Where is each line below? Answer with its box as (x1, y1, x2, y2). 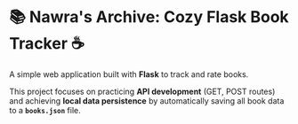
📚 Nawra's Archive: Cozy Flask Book (9, 7, 289, 27)
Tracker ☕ (9, 34, 85, 54)
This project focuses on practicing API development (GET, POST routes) (9, 86, 276, 97)
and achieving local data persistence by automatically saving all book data (9, 95, 285, 106)
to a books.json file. (9, 105, 82, 115)
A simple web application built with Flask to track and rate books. (9, 68, 249, 80)
